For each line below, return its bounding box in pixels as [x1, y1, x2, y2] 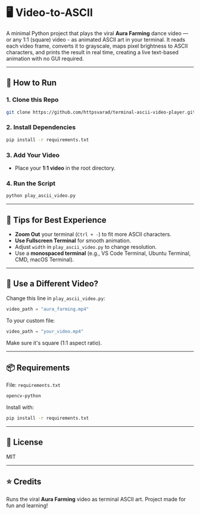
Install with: [6, 404, 35, 411]
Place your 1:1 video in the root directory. [14, 164, 116, 171]
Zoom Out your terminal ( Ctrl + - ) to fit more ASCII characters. [14, 230, 171, 238]
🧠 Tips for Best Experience [6, 215, 107, 225]
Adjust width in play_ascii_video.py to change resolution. [14, 243, 157, 250]
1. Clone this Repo [6, 96, 59, 104]
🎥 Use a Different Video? [6, 279, 99, 289]
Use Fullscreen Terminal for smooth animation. [14, 237, 132, 244]
